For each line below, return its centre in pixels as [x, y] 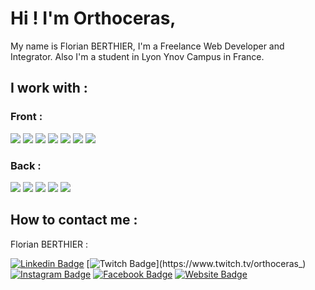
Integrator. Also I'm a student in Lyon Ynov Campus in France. [137, 56]
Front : [26, 117]
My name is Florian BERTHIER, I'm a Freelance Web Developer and [147, 46]
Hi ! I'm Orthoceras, [93, 18]
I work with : [49, 88]
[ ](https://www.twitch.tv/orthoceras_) [196, 263]
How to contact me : [74, 220]
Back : [26, 165]
